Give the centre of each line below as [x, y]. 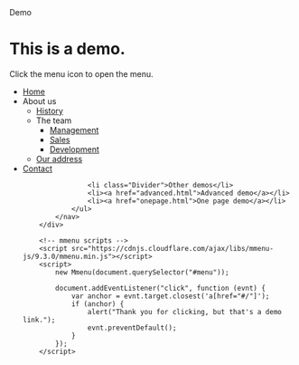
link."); [39, 320]
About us [39, 101]
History [49, 110]
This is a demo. [68, 49]
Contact [37, 168]
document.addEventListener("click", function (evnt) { [161, 288]
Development [74, 149]
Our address [59, 158]
